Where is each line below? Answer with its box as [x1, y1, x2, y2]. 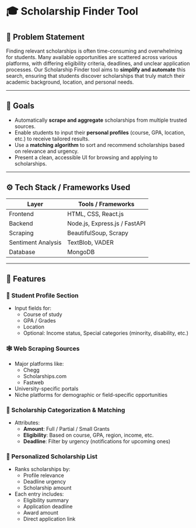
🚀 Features [6, 274, 46, 284]
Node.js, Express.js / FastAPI [66, 219, 146, 227]
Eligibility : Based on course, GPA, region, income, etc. [23, 431, 154, 438]
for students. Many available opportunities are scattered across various [6, 54, 178, 60]
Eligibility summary [23, 497, 69, 504]
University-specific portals [14, 385, 79, 392]
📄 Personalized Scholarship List [6, 452, 98, 460]
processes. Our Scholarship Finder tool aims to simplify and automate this [6, 66, 185, 73]
